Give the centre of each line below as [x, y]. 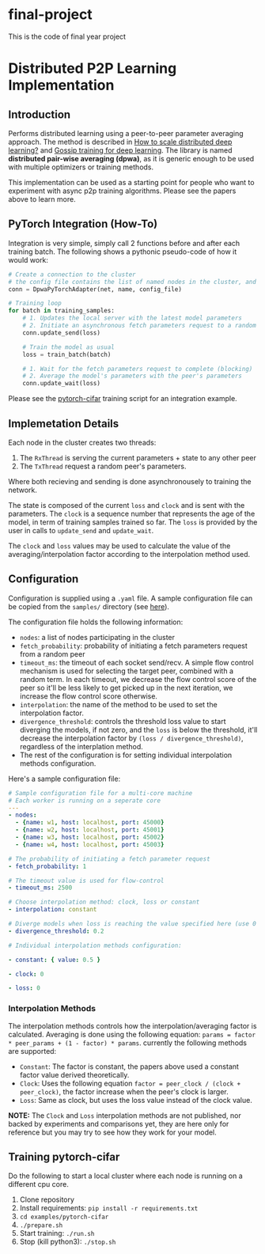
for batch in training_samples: [61, 311]
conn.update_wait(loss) [62, 384]
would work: [28, 260]
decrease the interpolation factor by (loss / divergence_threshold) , [131, 738]
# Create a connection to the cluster [72, 275]
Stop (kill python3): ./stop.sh [68, 1242]
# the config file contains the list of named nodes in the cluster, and [132, 282]
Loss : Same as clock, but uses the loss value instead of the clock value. [136, 1100]
